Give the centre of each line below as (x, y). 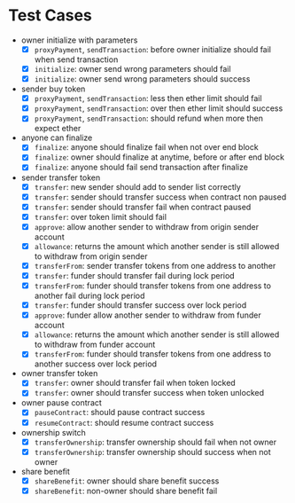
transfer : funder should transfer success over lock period (140, 305)
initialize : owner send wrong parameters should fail (132, 69)
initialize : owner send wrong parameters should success (142, 79)
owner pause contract (62, 403)
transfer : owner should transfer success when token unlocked (149, 393)
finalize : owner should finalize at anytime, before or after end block (159, 157)
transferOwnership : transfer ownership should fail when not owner (155, 442)
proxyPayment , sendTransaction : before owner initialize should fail (153, 49)
